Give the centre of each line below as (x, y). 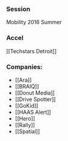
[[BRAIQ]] (27, 86)
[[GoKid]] (26, 105)
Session (18, 9)
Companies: (25, 67)
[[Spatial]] (27, 131)
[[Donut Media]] (35, 93)
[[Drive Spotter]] (35, 99)
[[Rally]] (25, 125)
